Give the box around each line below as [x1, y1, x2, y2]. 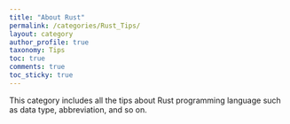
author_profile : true [9, 37, 90, 47]
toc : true [9, 54, 46, 63]
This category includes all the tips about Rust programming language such [9, 95, 281, 105]
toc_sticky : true [9, 71, 74, 80]
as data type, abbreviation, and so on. [9, 104, 148, 115]
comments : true [9, 63, 66, 72]
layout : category [9, 29, 74, 38]
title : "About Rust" [9, 12, 86, 22]
